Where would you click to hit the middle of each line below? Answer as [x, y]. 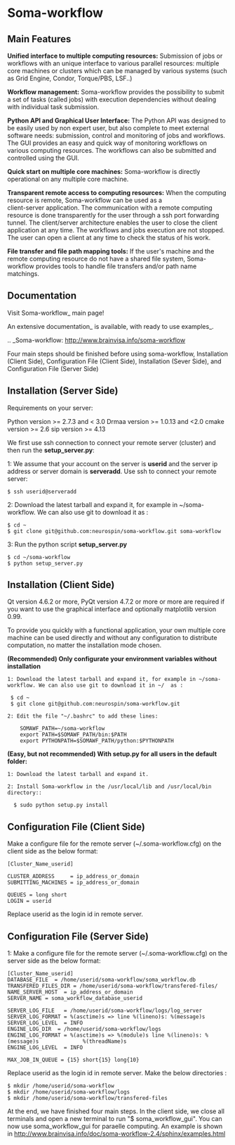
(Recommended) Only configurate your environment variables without [112, 659]
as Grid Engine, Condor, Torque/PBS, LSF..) [70, 78]
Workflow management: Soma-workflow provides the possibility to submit [116, 92]
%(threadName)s [105, 1041]
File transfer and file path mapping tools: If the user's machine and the [111, 251]
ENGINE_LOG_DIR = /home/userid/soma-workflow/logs [84, 1030]
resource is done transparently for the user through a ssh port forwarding [113, 215]
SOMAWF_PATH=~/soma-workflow [62, 729]
